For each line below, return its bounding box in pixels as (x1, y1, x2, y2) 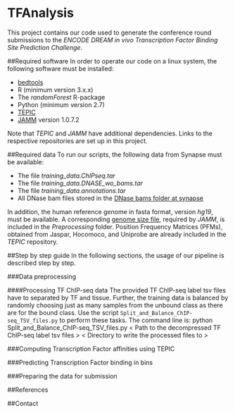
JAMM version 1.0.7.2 (17, 115, 80, 124)
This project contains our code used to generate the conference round (7, 28, 212, 37)
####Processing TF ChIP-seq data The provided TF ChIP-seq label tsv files (7, 285, 227, 294)
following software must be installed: (7, 64, 114, 73)
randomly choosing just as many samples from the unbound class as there (7, 301, 223, 309)
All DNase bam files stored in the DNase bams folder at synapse (17, 194, 204, 202)
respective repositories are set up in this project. (7, 136, 148, 145)
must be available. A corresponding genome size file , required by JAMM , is (7, 215, 225, 223)
